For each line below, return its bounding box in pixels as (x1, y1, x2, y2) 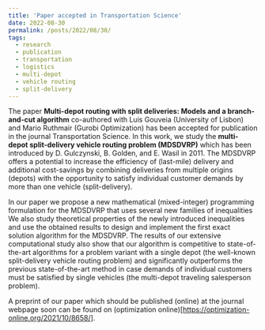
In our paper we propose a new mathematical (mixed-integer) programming (8, 197, 255, 207)
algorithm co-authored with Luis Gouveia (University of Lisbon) (36, 115, 244, 125)
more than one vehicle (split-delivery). (8, 182, 133, 192)
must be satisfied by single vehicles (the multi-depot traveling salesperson (8, 273, 252, 283)
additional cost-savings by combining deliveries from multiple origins (8, 165, 233, 174)
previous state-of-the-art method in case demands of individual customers (8, 264, 252, 274)
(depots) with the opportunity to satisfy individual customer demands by (8, 174, 244, 183)
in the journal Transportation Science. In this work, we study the (8, 132, 217, 141)
